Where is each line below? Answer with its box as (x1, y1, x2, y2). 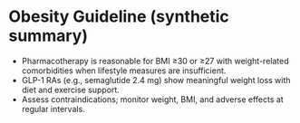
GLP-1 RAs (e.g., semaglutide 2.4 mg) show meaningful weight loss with (21, 74, 291, 85)
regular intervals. (21, 103, 85, 114)
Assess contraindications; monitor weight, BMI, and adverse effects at (21, 93, 284, 105)
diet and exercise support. (21, 84, 120, 95)
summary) (8, 25, 88, 46)
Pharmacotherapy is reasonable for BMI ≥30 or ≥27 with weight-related (21, 55, 289, 66)
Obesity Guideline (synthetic (8, 6, 230, 27)
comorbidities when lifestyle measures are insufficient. (21, 65, 227, 76)
